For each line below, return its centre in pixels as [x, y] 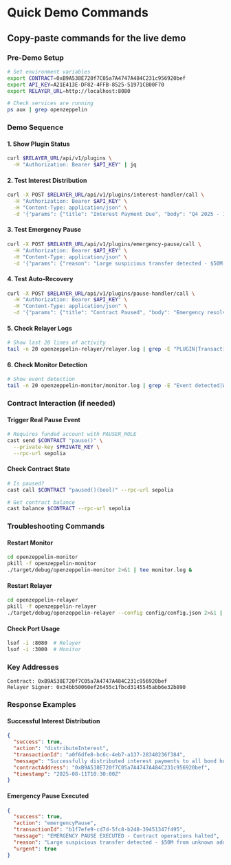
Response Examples [42, 705]
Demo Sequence [35, 127]
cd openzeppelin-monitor [43, 557]
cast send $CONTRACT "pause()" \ [55, 441]
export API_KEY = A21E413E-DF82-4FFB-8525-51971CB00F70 [86, 85]
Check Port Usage [34, 628]
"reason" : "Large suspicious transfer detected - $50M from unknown [113, 842]
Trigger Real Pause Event [44, 419]
